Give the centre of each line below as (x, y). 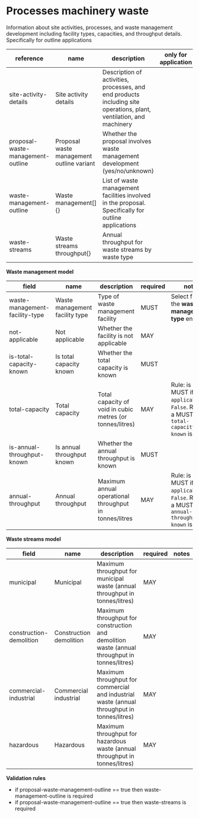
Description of (122, 72)
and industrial (116, 694)
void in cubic (115, 409)
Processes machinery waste (78, 11)
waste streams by (127, 249)
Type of (108, 296)
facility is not (115, 336)
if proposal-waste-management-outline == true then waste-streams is (100, 802)
